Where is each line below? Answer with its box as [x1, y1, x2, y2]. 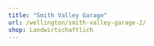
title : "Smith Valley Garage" [8, 11, 108, 19]
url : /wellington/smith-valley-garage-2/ [8, 19, 147, 27]
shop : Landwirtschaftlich [8, 26, 93, 34]
